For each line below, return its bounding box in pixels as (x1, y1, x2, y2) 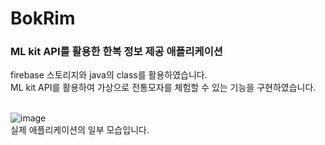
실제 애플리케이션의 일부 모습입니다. (10, 124, 150, 136)
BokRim (10, 7, 76, 30)
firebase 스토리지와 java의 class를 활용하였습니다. (10, 69, 208, 81)
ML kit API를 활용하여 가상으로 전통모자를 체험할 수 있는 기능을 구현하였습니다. (10, 82, 317, 94)
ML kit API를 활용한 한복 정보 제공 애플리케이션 (10, 45, 223, 59)
